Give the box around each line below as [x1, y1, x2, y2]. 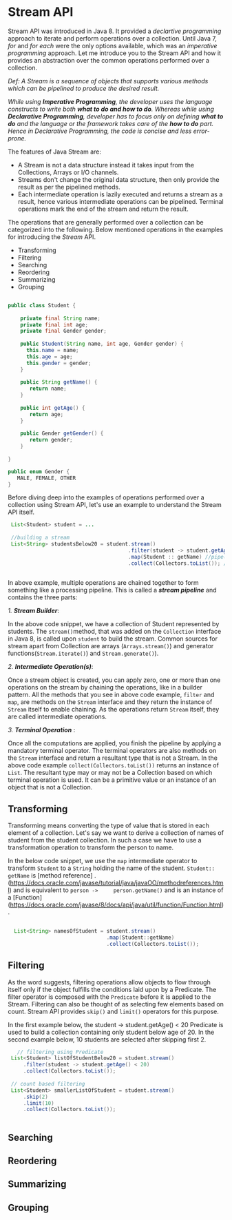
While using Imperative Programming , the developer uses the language [8, 97, 213, 105]
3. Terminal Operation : [8, 726, 76, 734]
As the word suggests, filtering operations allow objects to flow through [8, 978, 211, 986]
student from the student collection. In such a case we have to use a [8, 836, 202, 845]
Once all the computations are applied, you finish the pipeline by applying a [8, 739, 222, 747]
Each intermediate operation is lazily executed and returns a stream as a [17, 190, 223, 198]
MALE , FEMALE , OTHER [17, 475, 76, 482]
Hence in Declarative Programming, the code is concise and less [8, 127, 192, 135]
